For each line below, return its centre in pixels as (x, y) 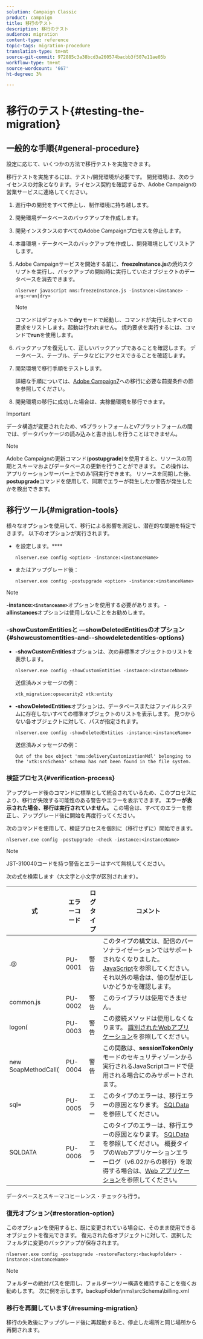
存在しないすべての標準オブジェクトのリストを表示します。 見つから (111, 714)
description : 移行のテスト (37, 29)
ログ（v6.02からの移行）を (147, 1161)
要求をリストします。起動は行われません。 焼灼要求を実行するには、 (100, 328)
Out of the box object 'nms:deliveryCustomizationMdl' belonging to (103, 757)
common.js (25, 1002)
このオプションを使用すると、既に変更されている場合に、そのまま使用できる (101, 1227)
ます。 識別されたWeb (140, 1027)
